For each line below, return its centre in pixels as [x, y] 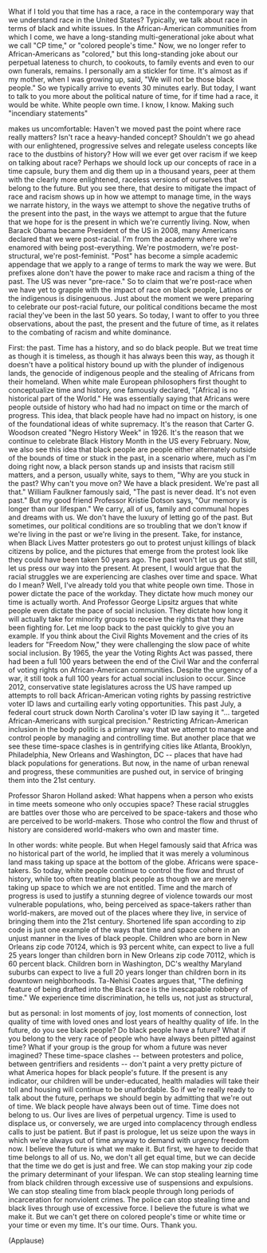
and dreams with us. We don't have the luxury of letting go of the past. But [131, 517]
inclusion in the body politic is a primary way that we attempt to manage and [133, 729]
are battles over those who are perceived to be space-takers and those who [133, 812]
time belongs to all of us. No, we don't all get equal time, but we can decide [132, 1157]
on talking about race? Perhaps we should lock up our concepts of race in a [132, 162]
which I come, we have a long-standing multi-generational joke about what [131, 37]
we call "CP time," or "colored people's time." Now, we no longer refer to [127, 45]
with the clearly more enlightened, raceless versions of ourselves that [123, 180]
